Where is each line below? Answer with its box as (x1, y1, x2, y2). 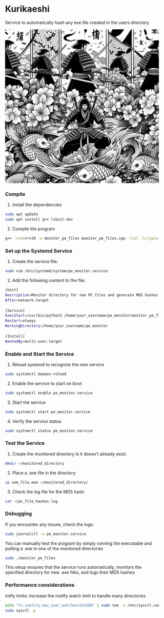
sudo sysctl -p (5, 608, 36, 613)
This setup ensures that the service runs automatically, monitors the (5, 564, 142, 570)
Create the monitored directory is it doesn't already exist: (12, 451, 127, 457)
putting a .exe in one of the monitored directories (5, 545, 103, 551)
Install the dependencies (12, 202, 62, 208)
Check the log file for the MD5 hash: (12, 489, 85, 494)
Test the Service (5, 440, 45, 447)
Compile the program (12, 226, 55, 231)
